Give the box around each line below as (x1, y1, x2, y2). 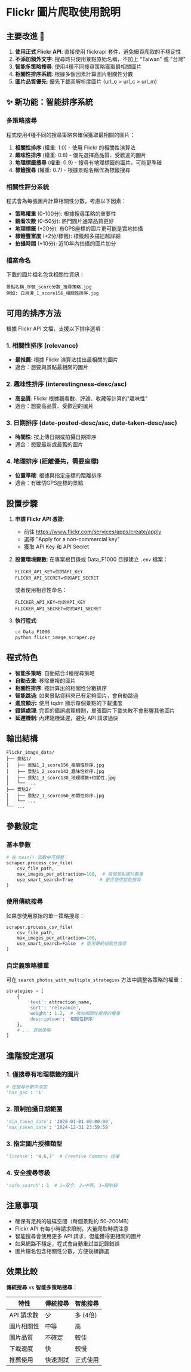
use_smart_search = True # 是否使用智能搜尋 (17, 876, 141, 883)
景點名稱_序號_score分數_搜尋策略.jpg (6, 284, 92, 290)
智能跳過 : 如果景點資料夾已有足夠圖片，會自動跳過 (14, 692, 138, 699)
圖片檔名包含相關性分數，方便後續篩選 (14, 1247, 109, 1254)
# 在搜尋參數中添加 (6, 1084, 48, 1090)
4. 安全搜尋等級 (6, 1168, 51, 1177)
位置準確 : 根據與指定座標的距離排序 (14, 472, 102, 479)
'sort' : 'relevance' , (27, 1005, 82, 1011)
